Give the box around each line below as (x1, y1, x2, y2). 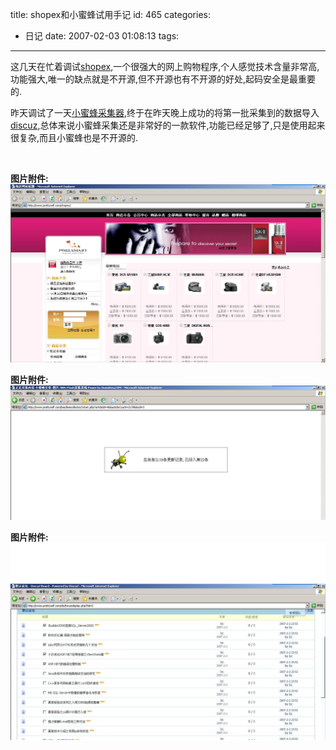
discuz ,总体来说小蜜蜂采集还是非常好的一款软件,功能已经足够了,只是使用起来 (10, 119, 326, 131)
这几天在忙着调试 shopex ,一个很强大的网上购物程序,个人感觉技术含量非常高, (10, 61, 320, 72)
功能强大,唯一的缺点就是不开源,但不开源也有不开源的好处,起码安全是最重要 (10, 73, 317, 85)
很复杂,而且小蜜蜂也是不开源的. (10, 132, 139, 143)
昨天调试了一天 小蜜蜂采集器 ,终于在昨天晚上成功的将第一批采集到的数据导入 (10, 107, 320, 118)
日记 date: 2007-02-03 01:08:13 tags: (24, 30, 180, 42)
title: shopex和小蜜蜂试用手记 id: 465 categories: (10, 9, 212, 20)
